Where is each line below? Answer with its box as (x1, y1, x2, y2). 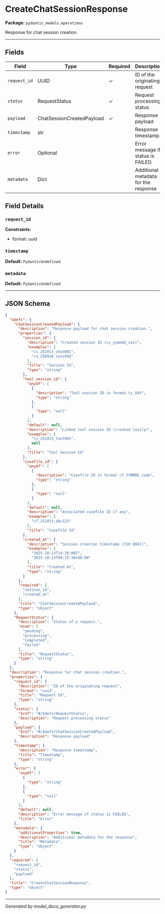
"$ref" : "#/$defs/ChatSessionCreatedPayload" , (18, 729, 115, 735)
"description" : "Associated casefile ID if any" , (27, 509, 131, 514)
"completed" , (23, 638, 50, 643)
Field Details (5, 202, 44, 210)
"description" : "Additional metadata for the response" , (18, 835, 137, 840)
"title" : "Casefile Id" (27, 528, 76, 533)
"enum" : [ (18, 624, 38, 629)
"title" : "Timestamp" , (18, 752, 65, 757)
